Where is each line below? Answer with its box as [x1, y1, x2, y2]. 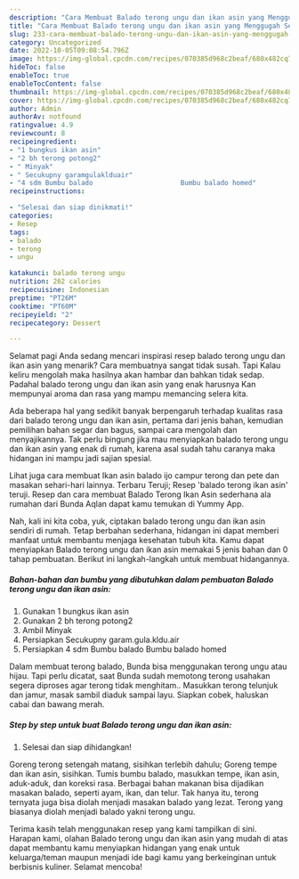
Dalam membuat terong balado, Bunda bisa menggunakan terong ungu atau [9, 661, 287, 672]
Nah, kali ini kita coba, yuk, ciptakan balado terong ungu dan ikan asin [9, 516, 266, 526]
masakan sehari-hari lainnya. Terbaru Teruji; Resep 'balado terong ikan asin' [9, 480, 288, 491]
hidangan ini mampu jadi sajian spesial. [9, 453, 153, 464]
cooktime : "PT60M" [9, 302, 77, 311]
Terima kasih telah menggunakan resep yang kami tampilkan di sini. [9, 824, 257, 834]
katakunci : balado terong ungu [9, 269, 125, 278]
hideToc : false [9, 63, 66, 72]
